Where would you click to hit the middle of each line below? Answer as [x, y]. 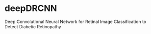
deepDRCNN [31, 8]
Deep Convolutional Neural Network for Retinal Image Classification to [75, 22]
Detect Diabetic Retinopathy [33, 26]
